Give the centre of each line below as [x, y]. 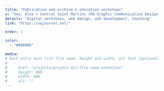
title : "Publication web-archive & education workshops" [64, 9]
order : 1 [14, 32]
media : [12, 54]
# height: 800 [24, 72]
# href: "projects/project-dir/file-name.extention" [64, 68]
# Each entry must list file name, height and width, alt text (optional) [83, 58]
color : [12, 41]
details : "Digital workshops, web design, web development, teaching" [78, 18]
